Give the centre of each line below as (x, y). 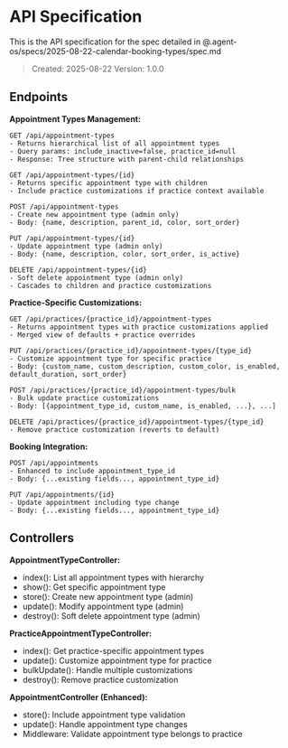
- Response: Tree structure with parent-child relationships (127, 159)
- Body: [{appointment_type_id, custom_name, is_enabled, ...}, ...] (143, 406)
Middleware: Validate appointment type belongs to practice (132, 734)
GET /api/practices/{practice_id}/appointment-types (111, 319)
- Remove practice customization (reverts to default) (115, 430)
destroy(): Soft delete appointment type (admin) (111, 615)
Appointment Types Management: (75, 118)
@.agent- (220, 42)
